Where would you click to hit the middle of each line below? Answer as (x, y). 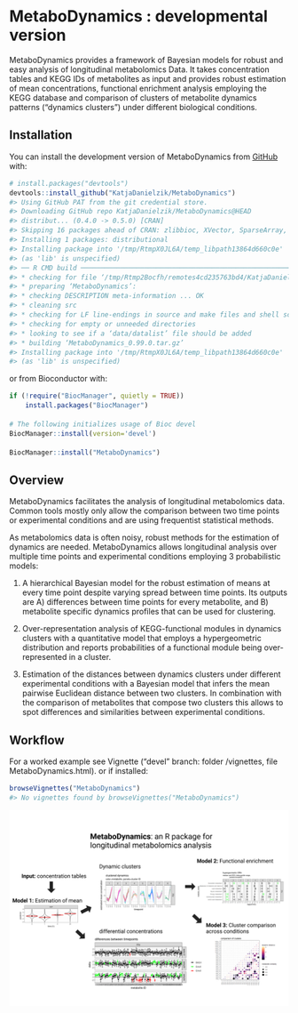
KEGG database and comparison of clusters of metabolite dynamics (133, 97)
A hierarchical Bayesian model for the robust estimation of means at (146, 583)
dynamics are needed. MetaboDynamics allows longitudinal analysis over (143, 547)
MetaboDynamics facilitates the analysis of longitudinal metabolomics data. (147, 502)
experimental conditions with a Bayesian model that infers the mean (146, 684)
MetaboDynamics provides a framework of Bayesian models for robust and (146, 60)
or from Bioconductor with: (59, 379)
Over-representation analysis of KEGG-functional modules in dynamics (152, 629)
